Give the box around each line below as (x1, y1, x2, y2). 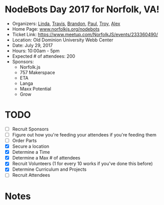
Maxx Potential (19, 85, 52, 92)
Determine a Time (12, 149, 50, 155)
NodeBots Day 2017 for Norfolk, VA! (5, 4, 159, 15)
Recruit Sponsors (12, 126, 49, 132)
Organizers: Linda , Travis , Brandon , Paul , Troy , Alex (12, 20, 121, 27)
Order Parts (12, 138, 37, 144)
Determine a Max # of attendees (12, 155, 80, 161)
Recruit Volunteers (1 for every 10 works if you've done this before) (12, 161, 153, 167)
